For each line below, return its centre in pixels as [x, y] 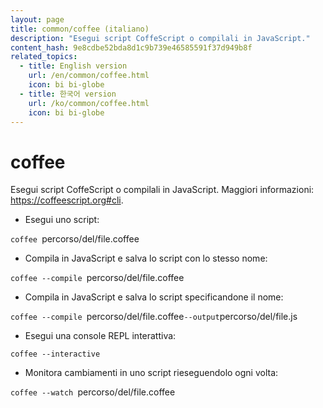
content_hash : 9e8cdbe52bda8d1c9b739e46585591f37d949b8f [131, 47]
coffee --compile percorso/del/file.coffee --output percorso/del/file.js [154, 317]
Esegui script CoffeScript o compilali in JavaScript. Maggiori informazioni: [162, 190]
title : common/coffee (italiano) [80, 29]
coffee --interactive [55, 354]
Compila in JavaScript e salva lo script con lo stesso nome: [146, 258]
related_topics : [44, 57]
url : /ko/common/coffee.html [89, 103]
